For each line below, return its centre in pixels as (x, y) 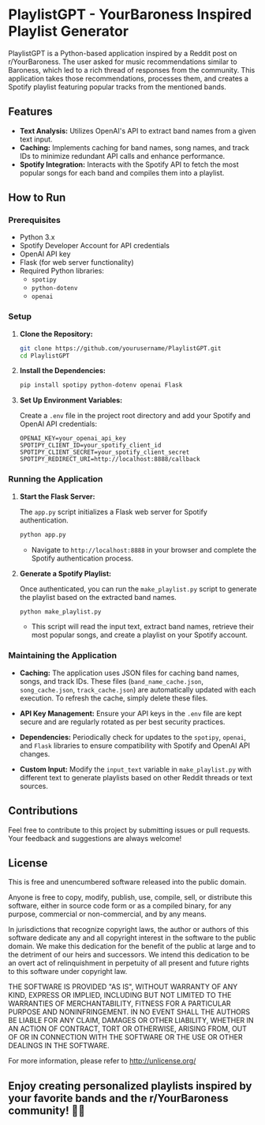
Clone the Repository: (56, 334)
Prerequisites (34, 221)
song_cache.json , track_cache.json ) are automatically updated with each (138, 689)
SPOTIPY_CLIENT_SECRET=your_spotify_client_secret (105, 452)
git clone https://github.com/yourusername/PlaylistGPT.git (120, 348)
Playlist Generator (68, 31)
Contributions (43, 811)
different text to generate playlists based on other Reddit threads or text (136, 777)
